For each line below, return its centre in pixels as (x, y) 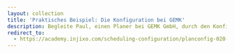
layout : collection (36, 13)
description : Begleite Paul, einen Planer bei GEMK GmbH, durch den (109, 26)
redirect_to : (26, 33)
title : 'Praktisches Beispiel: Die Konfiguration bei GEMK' (96, 20)
